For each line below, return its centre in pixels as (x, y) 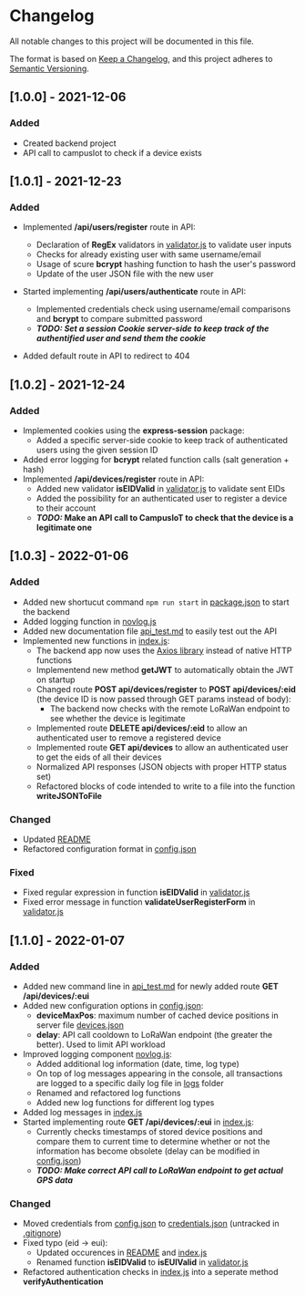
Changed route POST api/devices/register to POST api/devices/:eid (166, 689)
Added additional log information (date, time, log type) (137, 1063)
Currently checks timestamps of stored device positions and (149, 1131)
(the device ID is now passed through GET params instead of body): (163, 699)
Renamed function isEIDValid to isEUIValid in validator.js (142, 1262)
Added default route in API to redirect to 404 (106, 356)
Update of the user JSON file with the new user (125, 274)
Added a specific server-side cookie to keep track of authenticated (162, 440)
